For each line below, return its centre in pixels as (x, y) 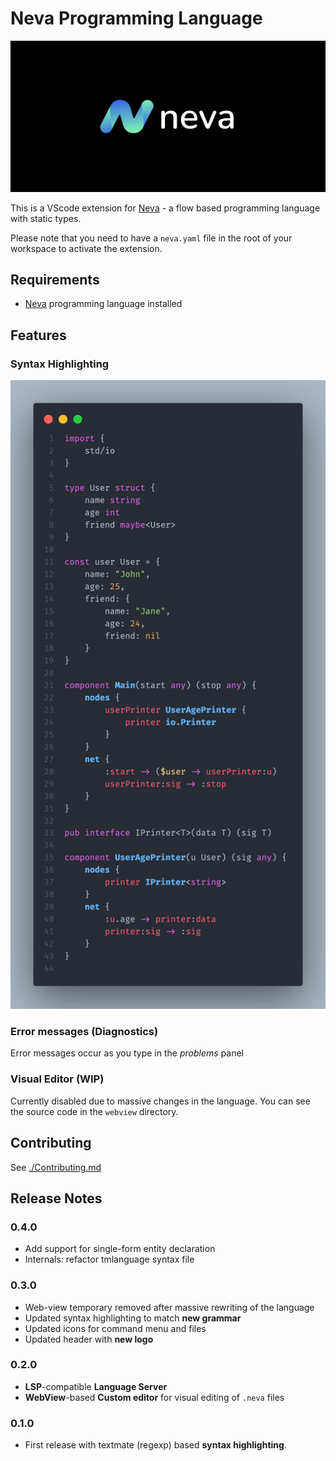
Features (38, 335)
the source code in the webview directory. (94, 1111)
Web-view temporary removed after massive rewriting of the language (169, 1307)
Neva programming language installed (103, 304)
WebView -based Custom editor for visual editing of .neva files (154, 1397)
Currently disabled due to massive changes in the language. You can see (160, 1101)
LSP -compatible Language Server (96, 1386)
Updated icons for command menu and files (115, 1328)
